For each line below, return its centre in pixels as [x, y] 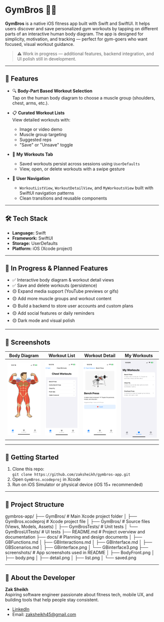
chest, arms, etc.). [30, 103]
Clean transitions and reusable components [63, 198]
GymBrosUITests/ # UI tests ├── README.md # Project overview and [75, 532]
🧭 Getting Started [32, 457]
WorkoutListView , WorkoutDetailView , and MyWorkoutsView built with [86, 188]
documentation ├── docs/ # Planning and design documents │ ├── [74, 537]
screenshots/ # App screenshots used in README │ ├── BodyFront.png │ [80, 553]
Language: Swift [29, 233]
